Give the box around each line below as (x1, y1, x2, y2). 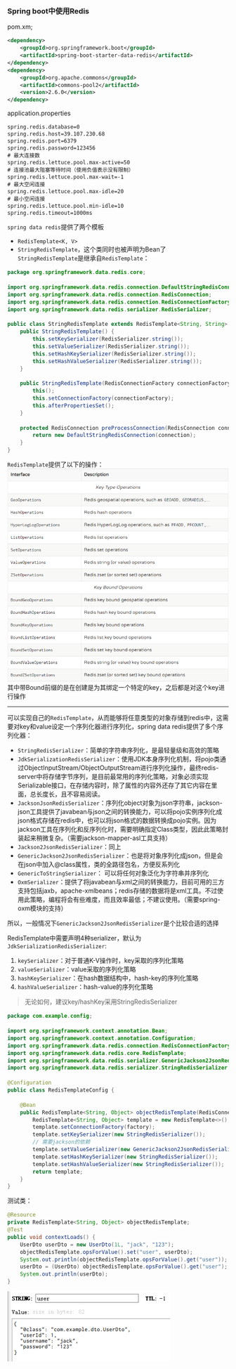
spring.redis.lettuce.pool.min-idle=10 (7, 202, 124, 210)
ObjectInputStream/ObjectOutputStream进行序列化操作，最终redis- (23, 764, 219, 772)
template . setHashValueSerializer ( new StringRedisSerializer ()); (32, 1160, 225, 1167)
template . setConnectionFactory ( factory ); (32, 1124, 156, 1131)
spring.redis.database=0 (7, 124, 80, 131)
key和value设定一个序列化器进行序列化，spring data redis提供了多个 (19, 722, 218, 731)
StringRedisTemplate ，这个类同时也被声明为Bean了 (17, 245, 166, 254)
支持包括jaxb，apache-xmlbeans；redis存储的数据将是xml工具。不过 (17, 886, 218, 895)
